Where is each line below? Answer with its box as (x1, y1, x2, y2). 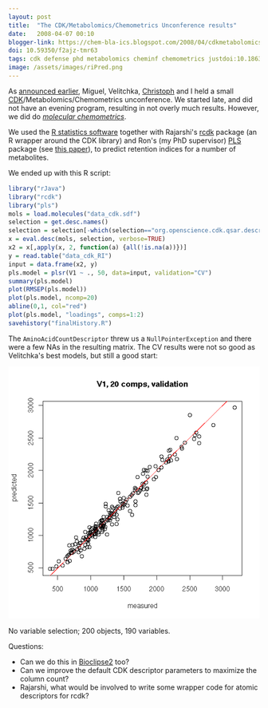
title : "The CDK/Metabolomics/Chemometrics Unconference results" (8, 21, 238, 30)
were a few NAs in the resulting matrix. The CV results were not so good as (8, 342, 255, 351)
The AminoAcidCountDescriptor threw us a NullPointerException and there (8, 334, 252, 343)
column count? (19, 674, 69, 683)
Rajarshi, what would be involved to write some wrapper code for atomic (19, 682, 258, 692)
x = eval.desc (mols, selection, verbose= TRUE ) (8, 235, 166, 243)
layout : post (8, 13, 52, 21)
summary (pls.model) (8, 277, 73, 285)
